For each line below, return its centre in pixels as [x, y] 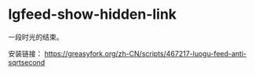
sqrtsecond [27, 62]
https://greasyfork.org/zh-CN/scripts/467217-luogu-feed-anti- [146, 53]
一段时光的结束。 [36, 37]
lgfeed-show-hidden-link [93, 14]
